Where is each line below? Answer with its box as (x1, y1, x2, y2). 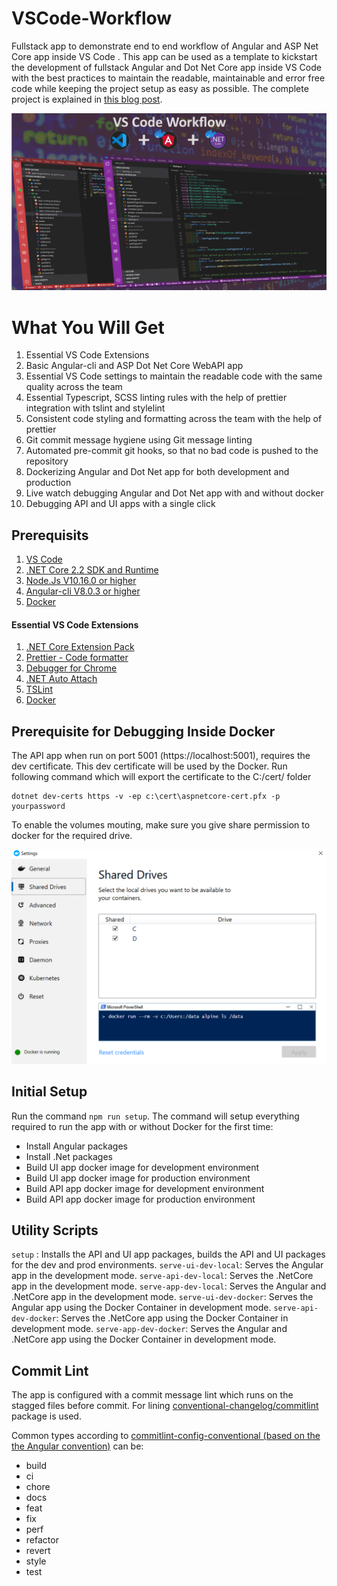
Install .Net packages (25, 1150, 113, 1162)
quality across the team (25, 381, 123, 393)
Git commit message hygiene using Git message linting (25, 434, 253, 446)
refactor (25, 1534, 59, 1546)
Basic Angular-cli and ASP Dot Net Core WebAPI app (25, 360, 244, 372)
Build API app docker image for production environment (25, 1193, 256, 1205)
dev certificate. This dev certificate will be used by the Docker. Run (11, 760, 288, 772)
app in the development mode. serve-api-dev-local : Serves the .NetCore (11, 1270, 314, 1282)
